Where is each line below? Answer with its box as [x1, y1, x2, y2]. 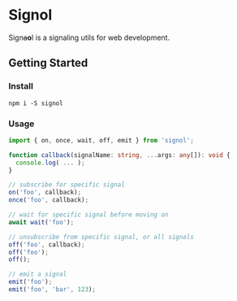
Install [8, 81, 34, 92]
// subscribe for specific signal [8, 181, 126, 189]
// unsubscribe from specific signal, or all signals [8, 233, 195, 241]
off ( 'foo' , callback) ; [8, 240, 85, 249]
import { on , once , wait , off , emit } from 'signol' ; [8, 136, 195, 144]
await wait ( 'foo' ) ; [8, 218, 75, 226]
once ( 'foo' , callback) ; [8, 196, 89, 204]
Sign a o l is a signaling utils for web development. [8, 33, 170, 42]
